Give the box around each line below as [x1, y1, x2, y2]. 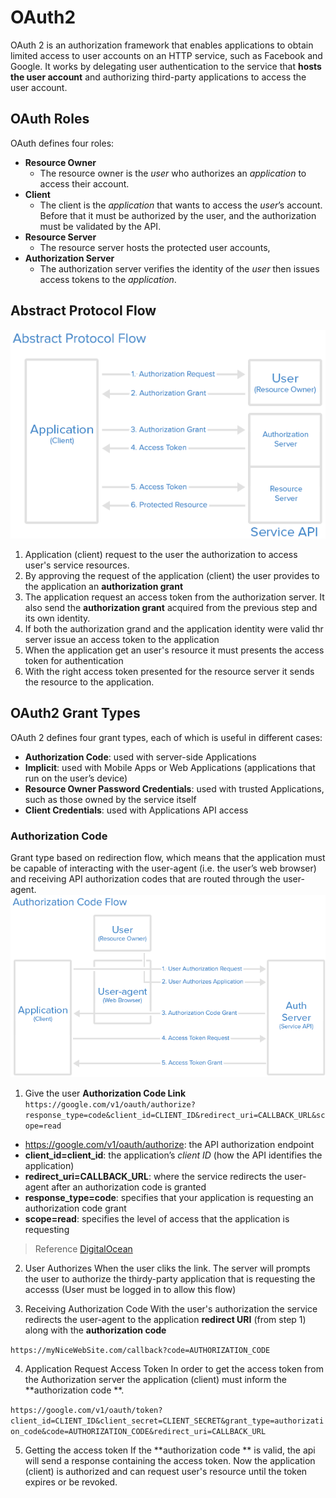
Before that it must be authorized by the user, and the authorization [39, 209, 317, 221]
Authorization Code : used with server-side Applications [24, 751, 257, 763]
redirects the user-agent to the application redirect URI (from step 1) [24, 1313, 307, 1325]
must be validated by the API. [39, 220, 162, 232]
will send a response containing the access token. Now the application [24, 1454, 316, 1466]
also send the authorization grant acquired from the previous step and [24, 601, 318, 613]
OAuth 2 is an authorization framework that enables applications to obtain [10, 39, 314, 51]
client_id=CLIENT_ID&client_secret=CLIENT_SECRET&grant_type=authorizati [10, 1416, 325, 1426]
